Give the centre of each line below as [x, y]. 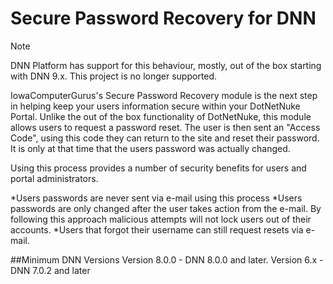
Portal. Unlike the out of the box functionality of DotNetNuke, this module [161, 116]
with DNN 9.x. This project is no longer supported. [114, 76]
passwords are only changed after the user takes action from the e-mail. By [166, 208]
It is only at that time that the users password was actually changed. [150, 148]
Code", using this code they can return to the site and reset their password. [165, 138]
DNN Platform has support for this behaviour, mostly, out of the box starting [166, 65]
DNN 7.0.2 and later [50, 270]
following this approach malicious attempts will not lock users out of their [161, 219]
